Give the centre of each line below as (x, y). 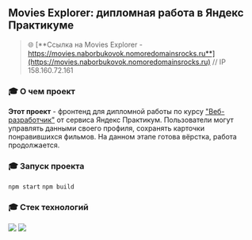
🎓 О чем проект (42, 91)
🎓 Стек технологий (48, 208)
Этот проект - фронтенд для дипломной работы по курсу (106, 112)
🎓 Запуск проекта (46, 166)
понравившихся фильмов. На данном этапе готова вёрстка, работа (123, 137)
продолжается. (34, 145)
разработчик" (32, 120)
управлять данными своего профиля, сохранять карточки (106, 128)
